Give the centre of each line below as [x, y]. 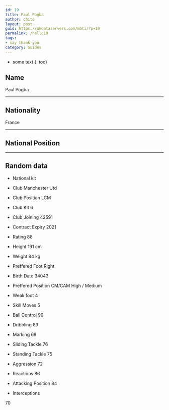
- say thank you [22, 43]
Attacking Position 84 [35, 383]
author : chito [20, 19]
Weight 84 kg [26, 256]
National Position [33, 143]
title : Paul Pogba [24, 15]
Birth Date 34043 [30, 276]
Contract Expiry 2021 [34, 227]
